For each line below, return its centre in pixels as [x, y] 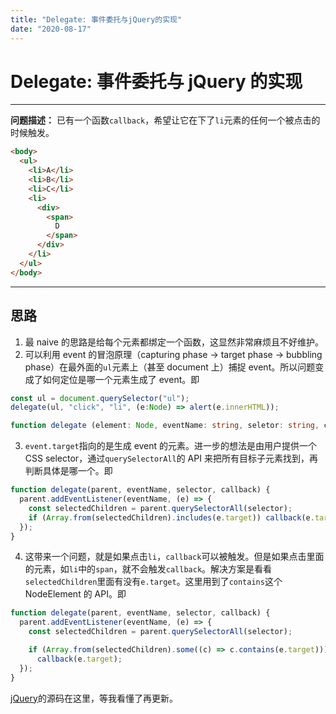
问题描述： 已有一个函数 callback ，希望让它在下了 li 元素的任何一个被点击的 [165, 120]
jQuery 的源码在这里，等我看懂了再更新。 [94, 698]
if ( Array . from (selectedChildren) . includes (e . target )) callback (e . [171, 517]
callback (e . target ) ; [79, 659]
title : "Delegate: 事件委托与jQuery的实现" [96, 19]
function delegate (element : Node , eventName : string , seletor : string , [165, 426]
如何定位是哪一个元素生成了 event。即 [121, 379]
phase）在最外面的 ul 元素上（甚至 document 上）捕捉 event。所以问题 [170, 367]
